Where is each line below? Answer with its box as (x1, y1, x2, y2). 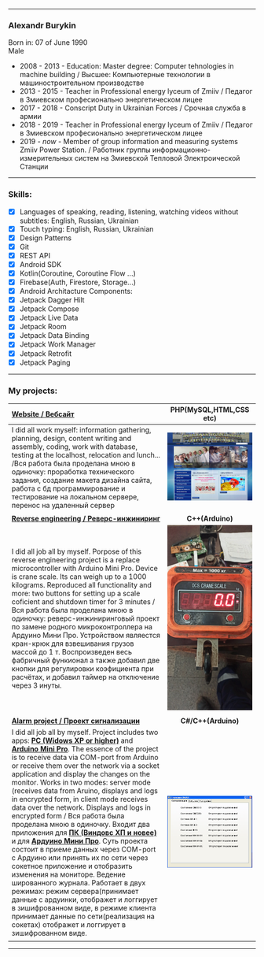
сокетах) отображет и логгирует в (11, 919, 126, 929)
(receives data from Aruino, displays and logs (11, 785, 159, 796)
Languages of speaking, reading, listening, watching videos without (19, 206, 239, 217)
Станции (19, 162, 49, 172)
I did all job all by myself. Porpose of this (11, 547, 142, 556)
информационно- (152, 145, 211, 154)
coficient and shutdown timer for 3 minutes (11, 597, 151, 606)
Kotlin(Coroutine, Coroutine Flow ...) (19, 269, 136, 278)
